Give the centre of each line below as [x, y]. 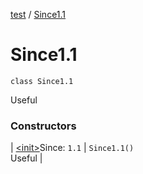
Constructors [43, 126]
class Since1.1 [42, 81]
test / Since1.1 [38, 14]
